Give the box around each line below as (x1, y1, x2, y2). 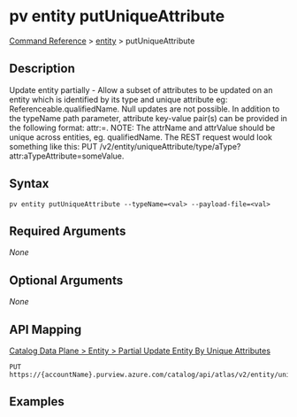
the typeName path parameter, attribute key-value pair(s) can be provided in (9, 112, 287, 123)
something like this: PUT (9, 141, 98, 151)
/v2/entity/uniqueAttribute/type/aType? (99, 141, 241, 151)
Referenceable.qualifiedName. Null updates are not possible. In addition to (9, 104, 280, 114)
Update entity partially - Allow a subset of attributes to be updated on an (9, 84, 273, 95)
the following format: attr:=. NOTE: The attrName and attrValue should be (9, 122, 276, 133)
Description (9, 61, 75, 76)
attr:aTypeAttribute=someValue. (9, 151, 125, 161)
